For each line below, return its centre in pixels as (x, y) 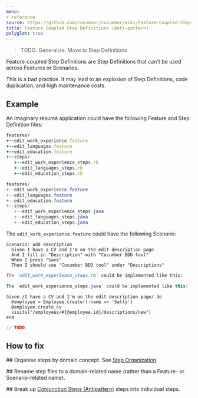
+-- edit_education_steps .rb (48, 174)
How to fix (25, 346)
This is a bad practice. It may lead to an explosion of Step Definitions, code (97, 79)
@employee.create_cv (37, 307)
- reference (21, 17)
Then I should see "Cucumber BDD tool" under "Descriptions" (88, 265)
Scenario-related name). (36, 378)
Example (22, 104)
